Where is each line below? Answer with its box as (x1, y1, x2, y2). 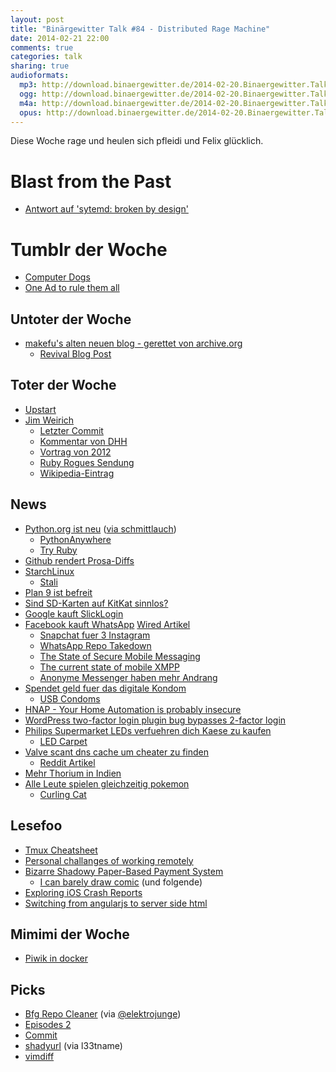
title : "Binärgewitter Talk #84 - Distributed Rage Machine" (10, 24, 271, 34)
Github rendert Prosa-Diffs (24, 554, 135, 566)
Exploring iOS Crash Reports (24, 886, 143, 898)
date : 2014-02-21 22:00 (10, 33, 110, 43)
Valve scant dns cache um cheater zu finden (24, 746, 210, 758)
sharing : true (10, 61, 70, 71)
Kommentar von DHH (39, 435, 128, 447)
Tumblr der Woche (10, 238, 168, 261)
